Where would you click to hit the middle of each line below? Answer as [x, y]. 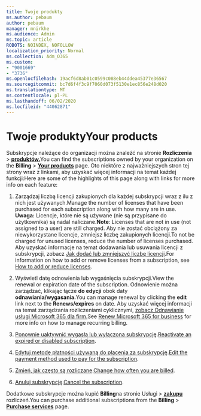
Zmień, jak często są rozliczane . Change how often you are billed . [95, 370]
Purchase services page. [38, 406]
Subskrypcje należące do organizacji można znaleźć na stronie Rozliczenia [99, 153]
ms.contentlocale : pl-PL [37, 95]
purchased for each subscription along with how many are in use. [95, 209]
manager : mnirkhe [28, 29]
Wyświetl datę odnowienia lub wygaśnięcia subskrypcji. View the [95, 278]
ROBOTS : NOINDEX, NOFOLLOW [40, 46]
